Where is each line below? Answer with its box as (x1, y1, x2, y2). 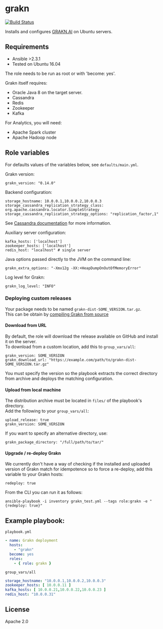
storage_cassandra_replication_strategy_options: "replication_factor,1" (5, 211, 159, 216)
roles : (9, 556, 23, 561)
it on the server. (5, 339, 37, 345)
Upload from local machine (5, 387, 61, 393)
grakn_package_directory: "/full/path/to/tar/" (5, 440, 104, 445)
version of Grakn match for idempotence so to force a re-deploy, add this (5, 466, 153, 472)
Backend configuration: (5, 189, 52, 195)
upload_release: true (5, 418, 49, 422)
